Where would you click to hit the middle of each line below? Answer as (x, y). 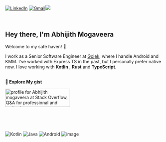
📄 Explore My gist (24, 82)
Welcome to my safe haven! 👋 (36, 46)
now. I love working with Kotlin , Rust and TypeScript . (61, 67)
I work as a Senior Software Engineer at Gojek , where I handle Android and (82, 56)
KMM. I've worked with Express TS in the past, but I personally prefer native (83, 61)
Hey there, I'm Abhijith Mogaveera (59, 35)
